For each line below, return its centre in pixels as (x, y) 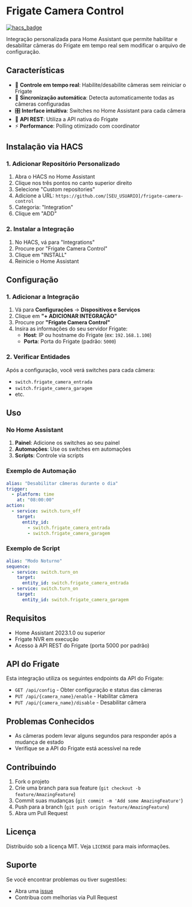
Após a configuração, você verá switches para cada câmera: (81, 370)
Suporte (21, 865)
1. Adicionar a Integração (43, 297)
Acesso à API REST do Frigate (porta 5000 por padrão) (82, 645)
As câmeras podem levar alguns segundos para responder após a (95, 736)
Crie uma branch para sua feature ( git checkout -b (78, 788)
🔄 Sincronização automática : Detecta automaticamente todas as (95, 97)
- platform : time (33, 494)
